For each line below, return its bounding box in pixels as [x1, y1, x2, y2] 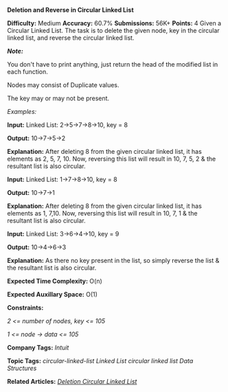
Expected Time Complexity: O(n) [7, 277, 103, 285]
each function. [7, 68, 48, 76]
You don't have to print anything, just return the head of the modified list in [7, 60, 218, 68]
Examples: [7, 108, 37, 115]
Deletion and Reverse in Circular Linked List [7, 6, 134, 14]
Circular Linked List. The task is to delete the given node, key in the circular [7, 27, 220, 34]
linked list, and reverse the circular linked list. [7, 34, 135, 42]
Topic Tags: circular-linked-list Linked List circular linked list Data [7, 357, 194, 365]
